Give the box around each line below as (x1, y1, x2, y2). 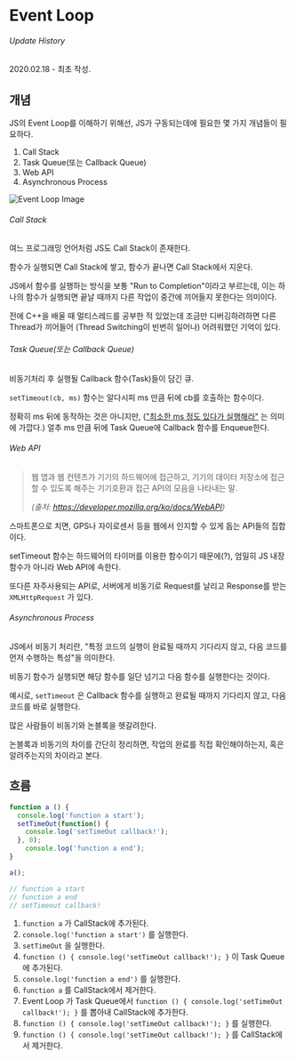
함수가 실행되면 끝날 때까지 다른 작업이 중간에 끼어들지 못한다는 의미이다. (25, 292, 277, 302)
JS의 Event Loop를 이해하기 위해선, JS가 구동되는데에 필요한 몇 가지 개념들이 (9, 117, 278, 129)
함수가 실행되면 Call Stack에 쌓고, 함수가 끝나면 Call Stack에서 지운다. (9, 261, 253, 272)
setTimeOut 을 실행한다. (21, 940, 105, 951)
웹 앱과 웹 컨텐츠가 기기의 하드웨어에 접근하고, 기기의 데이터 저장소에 (30, 471, 268, 482)
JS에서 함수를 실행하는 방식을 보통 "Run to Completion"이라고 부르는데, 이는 (9, 281, 276, 292)
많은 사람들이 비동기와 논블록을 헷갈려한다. (9, 720, 157, 731)
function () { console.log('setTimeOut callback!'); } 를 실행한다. (21, 1018, 273, 1029)
